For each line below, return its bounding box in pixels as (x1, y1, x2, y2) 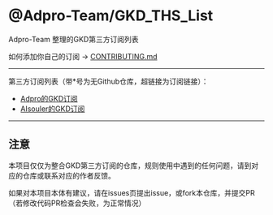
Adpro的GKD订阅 (19, 93, 78, 103)
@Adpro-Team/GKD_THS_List (8, 6, 214, 25)
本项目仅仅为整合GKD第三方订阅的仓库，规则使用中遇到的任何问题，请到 (8, 161, 252, 170)
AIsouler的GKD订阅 (19, 104, 85, 114)
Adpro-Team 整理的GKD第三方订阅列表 (8, 34, 139, 44)
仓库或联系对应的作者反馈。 (22, 170, 115, 180)
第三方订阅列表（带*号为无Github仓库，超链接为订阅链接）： (8, 76, 209, 86)
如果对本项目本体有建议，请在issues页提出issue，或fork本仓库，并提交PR (8, 187, 255, 197)
